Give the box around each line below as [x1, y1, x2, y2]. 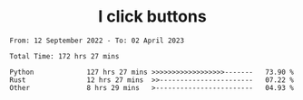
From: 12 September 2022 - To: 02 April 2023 [9, 36, 184, 45]
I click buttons [98, 6, 207, 27]
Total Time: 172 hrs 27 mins [9, 51, 120, 60]
